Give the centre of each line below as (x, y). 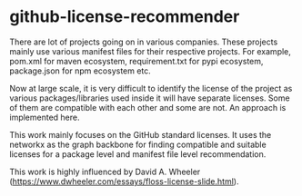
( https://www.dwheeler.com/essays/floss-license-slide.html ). (124, 181)
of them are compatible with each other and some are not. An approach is (148, 107)
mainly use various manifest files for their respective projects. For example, (150, 51)
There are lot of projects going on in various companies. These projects (144, 42)
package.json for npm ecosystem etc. (81, 71)
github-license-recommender (125, 17)
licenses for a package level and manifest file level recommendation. (138, 154)
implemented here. (45, 117)
